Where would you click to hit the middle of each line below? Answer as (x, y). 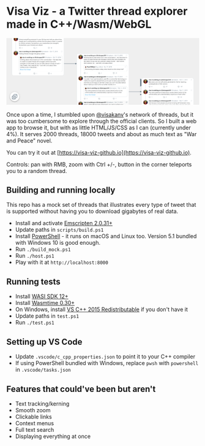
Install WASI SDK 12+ (42, 296)
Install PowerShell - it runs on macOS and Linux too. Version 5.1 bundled (106, 236)
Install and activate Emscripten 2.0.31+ (64, 223)
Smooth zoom (33, 410)
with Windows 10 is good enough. (58, 243)
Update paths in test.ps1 (47, 316)
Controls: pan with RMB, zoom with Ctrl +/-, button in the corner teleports (99, 164)
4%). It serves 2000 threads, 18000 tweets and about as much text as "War (102, 134)
